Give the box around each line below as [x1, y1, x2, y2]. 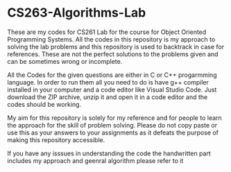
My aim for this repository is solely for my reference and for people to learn [7, 113, 222, 122]
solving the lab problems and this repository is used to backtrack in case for [7, 42, 224, 51]
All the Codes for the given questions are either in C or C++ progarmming [7, 71, 217, 79]
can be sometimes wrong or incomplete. [7, 57, 123, 65]
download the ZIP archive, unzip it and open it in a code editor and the [7, 92, 208, 101]
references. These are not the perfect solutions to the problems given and [7, 50, 219, 58]
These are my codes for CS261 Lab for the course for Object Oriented [7, 28, 207, 36]
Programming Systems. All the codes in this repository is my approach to [7, 35, 216, 43]
